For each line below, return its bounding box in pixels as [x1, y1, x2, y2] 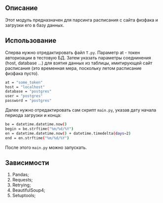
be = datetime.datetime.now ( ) [5, 122, 67, 127]
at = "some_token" [5, 80, 43, 85]
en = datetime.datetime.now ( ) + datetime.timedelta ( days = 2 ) [5, 131, 131, 136]
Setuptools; [12, 193, 36, 199]
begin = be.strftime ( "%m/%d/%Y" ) [5, 126, 74, 131]
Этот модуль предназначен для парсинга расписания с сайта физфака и [5, 17, 159, 23]
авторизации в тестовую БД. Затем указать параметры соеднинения [5, 55, 151, 60]
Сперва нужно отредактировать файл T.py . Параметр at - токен [5, 49, 140, 56]
